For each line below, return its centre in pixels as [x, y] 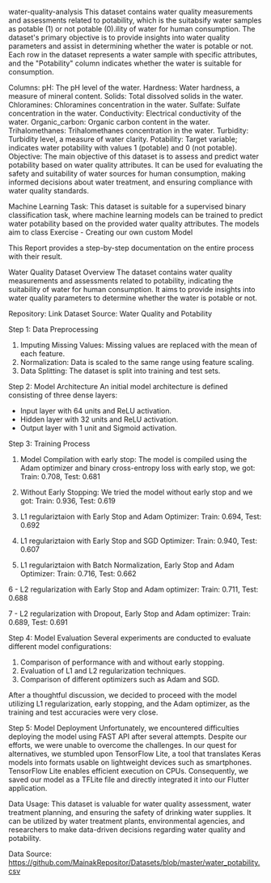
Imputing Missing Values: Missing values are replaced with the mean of [138, 345]
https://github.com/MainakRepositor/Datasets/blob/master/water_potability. [134, 862]
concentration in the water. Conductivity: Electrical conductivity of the [125, 113]
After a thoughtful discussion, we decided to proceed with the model [123, 695]
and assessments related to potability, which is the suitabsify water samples [135, 20]
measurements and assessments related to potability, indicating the [121, 281]
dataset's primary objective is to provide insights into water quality [119, 37]
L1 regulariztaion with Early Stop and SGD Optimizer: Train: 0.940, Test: [138, 541]
